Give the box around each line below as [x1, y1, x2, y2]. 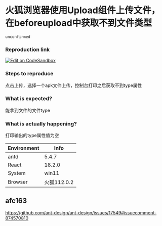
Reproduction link [5, 46, 50, 53]
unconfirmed [5, 34, 30, 39]
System [8, 170, 26, 177]
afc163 [5, 196, 27, 205]
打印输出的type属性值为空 [5, 132, 59, 139]
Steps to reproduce [5, 70, 54, 77]
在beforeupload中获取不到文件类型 [5, 17, 152, 29]
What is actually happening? [5, 120, 77, 127]
